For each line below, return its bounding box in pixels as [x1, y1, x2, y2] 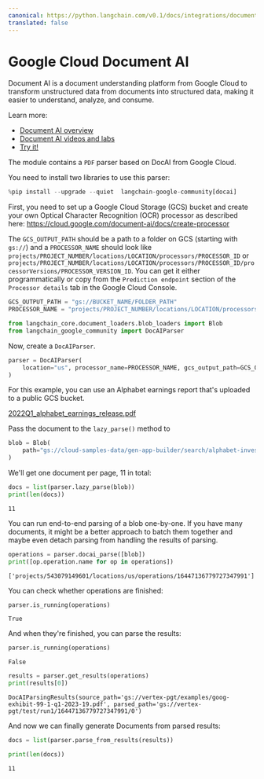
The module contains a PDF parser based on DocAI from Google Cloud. [8, 158, 237, 167]
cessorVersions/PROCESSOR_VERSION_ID [8, 268, 132, 276]
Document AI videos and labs [19, 134, 115, 144]
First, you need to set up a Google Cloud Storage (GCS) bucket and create [8, 202, 249, 212]
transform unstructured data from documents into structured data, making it [8, 87, 254, 97]
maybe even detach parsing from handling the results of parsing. [8, 535, 218, 545]
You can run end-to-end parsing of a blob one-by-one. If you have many [8, 518, 244, 527]
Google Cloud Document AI [8, 53, 189, 71]
